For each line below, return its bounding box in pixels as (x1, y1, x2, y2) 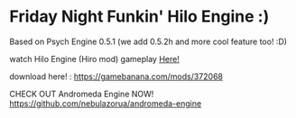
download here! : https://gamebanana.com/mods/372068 (9, 70, 224, 82)
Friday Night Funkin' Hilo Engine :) (9, 6, 270, 27)
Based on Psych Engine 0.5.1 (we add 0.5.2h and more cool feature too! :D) (9, 36, 287, 47)
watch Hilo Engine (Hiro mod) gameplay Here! (9, 53, 180, 64)
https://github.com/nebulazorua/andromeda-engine (9, 97, 202, 109)
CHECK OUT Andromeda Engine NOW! (9, 88, 154, 99)
